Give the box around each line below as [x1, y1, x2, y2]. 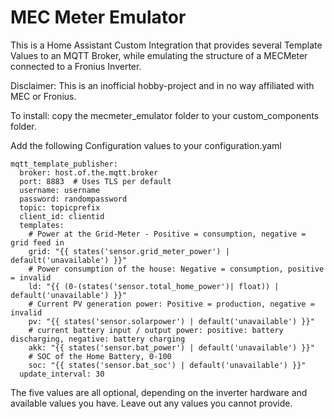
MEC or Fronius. [10, 90, 77, 102]
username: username [19, 185, 101, 195]
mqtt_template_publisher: [10, 159, 118, 169]
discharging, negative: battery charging [10, 334, 186, 344]
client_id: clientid [19, 211, 105, 221]
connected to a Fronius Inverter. [10, 60, 142, 72]
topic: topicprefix [19, 202, 101, 213]
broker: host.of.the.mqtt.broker [19, 167, 159, 178]
